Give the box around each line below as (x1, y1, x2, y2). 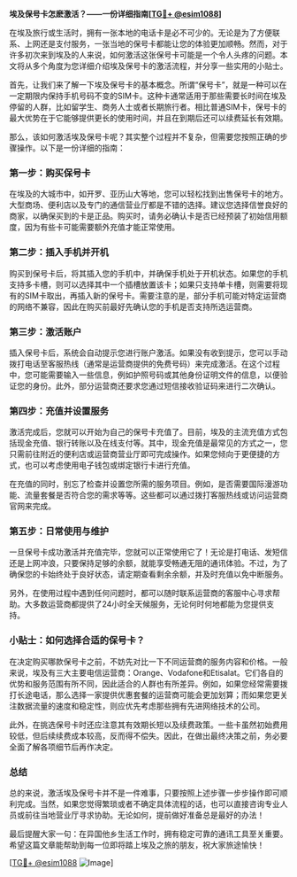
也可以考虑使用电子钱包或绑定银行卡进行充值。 (24, 460, 195, 470)
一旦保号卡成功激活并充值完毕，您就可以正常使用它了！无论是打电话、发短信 (9, 547, 288, 557)
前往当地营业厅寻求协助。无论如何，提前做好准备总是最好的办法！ (24, 810, 265, 820)
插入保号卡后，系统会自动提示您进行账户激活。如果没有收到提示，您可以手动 (9, 347, 288, 358)
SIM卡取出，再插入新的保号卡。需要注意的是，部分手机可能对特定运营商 (24, 290, 287, 300)
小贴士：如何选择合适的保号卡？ (9, 634, 146, 647)
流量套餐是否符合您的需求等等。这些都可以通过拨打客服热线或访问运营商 (24, 490, 288, 501)
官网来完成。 (9, 501, 56, 512)
